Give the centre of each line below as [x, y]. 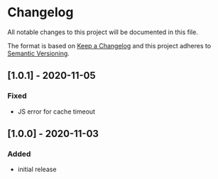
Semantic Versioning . [38, 53]
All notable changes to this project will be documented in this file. [103, 32]
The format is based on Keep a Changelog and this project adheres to [109, 45]
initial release [37, 169]
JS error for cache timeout [56, 112]
